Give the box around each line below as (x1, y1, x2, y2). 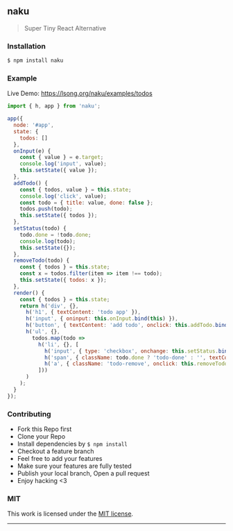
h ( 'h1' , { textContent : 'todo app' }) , (25, 309, 141, 316)
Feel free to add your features (17, 454, 103, 462)
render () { (13, 289, 45, 296)
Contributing (7, 409, 51, 419)
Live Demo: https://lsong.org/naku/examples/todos (7, 90, 153, 98)
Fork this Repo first (17, 425, 72, 433)
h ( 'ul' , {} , (25, 328, 60, 335)
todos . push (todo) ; (19, 205, 73, 212)
